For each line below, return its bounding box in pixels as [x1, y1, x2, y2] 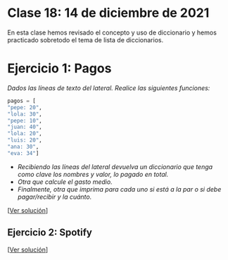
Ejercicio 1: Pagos [7, 61, 112, 77]
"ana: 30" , [7, 143, 39, 150]
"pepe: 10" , [7, 117, 42, 124]
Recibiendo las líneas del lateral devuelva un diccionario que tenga [17, 162, 213, 171]
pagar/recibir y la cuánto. [17, 192, 92, 201]
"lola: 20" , [7, 130, 42, 137]
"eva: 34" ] [7, 149, 39, 156]
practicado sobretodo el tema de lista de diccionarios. [7, 35, 164, 44]
